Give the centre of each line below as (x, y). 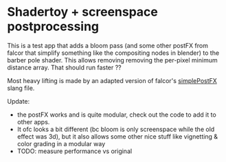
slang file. (21, 88)
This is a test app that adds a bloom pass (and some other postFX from (108, 45)
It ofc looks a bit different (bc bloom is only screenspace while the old (116, 129)
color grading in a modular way (61, 143)
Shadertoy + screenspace (82, 12)
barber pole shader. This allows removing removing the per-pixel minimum (112, 60)
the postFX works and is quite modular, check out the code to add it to (116, 115)
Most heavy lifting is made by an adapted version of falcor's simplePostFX (112, 80)
